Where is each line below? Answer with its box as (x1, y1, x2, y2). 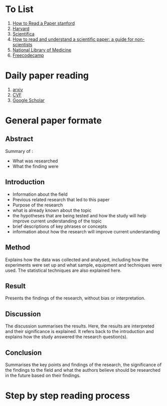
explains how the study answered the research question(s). (5, 334, 128, 340)
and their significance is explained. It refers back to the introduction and (5, 329, 154, 335)
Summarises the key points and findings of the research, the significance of (5, 361, 162, 368)
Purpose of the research (12, 202, 63, 208)
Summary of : (5, 148, 34, 154)
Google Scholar (12, 97, 45, 103)
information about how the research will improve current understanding (12, 228, 160, 234)
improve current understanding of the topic (12, 218, 102, 224)
